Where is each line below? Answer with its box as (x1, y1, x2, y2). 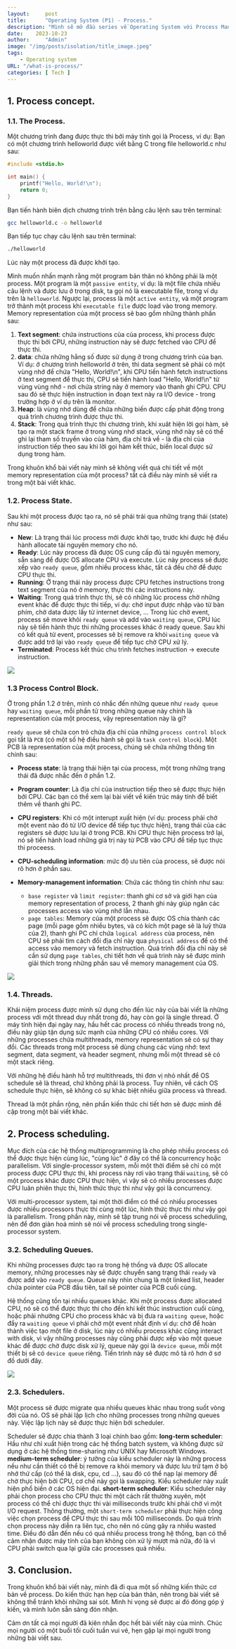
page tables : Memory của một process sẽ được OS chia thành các (27, 914, 221, 922)
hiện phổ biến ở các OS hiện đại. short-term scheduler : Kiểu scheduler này (7, 1484, 227, 1492)
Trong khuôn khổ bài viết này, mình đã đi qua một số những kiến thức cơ (7, 1583, 217, 1591)
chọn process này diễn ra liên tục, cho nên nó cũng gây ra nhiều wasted (7, 1521, 216, 1530)
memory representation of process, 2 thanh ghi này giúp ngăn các (27, 899, 220, 907)
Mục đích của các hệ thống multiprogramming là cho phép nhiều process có (7, 1146, 229, 1155)
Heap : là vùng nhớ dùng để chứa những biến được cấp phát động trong (17, 405, 225, 413)
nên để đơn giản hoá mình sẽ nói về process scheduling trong (7, 1220, 186, 1229)
